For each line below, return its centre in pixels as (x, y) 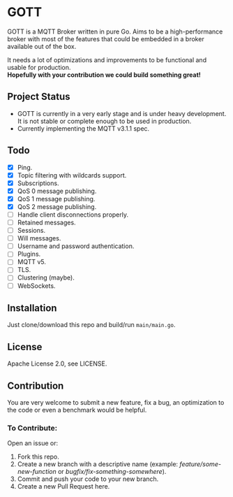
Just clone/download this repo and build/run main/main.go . (91, 325)
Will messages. (39, 238)
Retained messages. (46, 222)
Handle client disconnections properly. (73, 215)
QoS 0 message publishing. (57, 191)
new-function (37, 472)
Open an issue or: (32, 443)
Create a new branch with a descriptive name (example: (98, 464)
